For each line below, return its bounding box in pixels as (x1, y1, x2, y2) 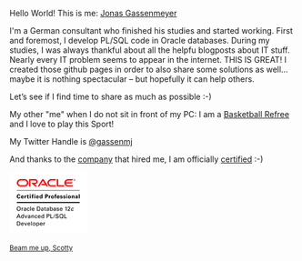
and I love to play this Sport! (9, 118, 115, 129)
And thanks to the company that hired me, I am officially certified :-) (9, 154, 264, 165)
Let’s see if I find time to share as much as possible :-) (9, 91, 212, 102)
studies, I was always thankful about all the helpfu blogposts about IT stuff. (9, 45, 290, 55)
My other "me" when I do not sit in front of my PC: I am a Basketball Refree (9, 109, 289, 119)
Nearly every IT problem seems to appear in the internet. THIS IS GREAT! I (9, 55, 287, 65)
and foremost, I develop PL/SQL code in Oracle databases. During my (9, 35, 270, 45)
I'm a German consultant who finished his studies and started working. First (9, 25, 293, 35)
